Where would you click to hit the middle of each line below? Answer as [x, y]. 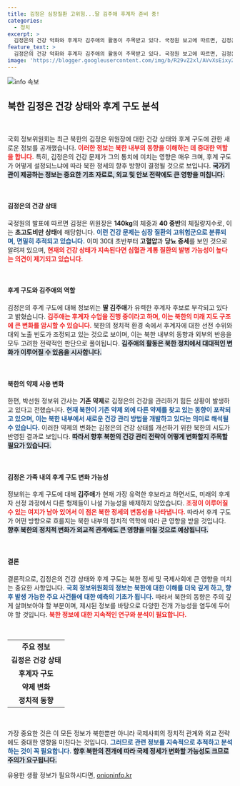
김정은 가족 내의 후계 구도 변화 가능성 [58, 477]
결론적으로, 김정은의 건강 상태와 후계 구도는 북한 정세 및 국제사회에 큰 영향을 [113, 578]
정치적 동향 [36, 700]
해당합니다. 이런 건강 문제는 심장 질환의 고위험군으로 [136, 232]
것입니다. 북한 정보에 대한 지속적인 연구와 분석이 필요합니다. [105, 614]
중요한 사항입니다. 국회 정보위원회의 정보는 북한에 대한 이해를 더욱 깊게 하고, [119, 588]
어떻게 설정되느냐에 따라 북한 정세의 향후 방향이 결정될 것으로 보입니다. [113, 166]
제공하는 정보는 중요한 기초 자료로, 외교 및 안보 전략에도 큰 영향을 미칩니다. [122, 174]
